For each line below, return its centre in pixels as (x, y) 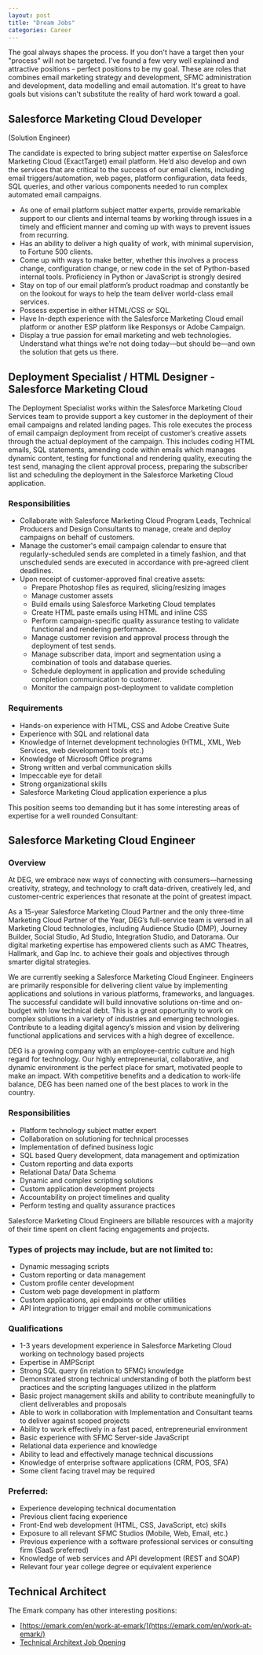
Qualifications (36, 1328)
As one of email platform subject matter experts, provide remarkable (130, 210)
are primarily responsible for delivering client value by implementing (118, 986)
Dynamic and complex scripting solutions (86, 1180)
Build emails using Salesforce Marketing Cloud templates (123, 604)
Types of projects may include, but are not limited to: (111, 1249)
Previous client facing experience (73, 1517)
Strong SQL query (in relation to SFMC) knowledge (102, 1371)
